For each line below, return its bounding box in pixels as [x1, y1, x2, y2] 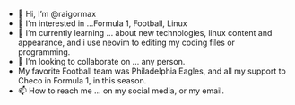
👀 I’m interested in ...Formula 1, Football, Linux [17, 18, 187, 29]
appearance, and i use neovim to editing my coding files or [17, 37, 236, 48]
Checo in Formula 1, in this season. [17, 75, 147, 85]
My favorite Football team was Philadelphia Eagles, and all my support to [17, 66, 287, 76]
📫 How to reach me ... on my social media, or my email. [17, 85, 224, 96]
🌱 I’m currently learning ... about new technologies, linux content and [17, 28, 273, 38]
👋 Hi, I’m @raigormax [17, 9, 97, 19]
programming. [17, 47, 71, 57]
